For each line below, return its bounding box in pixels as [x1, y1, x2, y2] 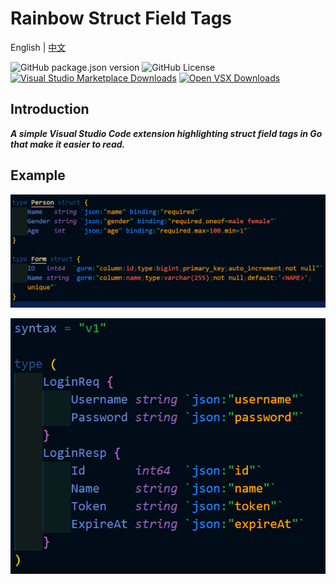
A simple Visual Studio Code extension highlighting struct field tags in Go [10, 127, 323, 139]
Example [10, 167, 66, 184]
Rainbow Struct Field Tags [10, 7, 233, 30]
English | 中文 [10, 41, 67, 53]
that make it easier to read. [10, 138, 126, 150]
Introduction [10, 101, 90, 118]
